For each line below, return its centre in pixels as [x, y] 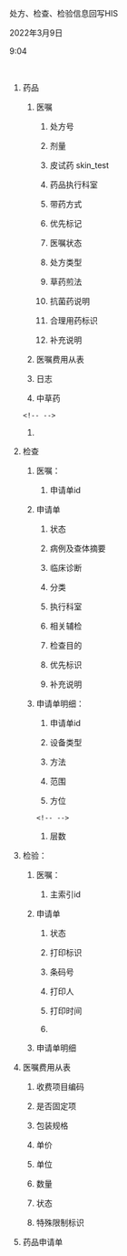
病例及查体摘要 [78, 548]
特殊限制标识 [60, 1223]
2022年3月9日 [36, 33]
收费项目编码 [60, 1087]
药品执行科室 [73, 185]
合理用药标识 [73, 321]
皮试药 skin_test [79, 165]
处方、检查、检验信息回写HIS [64, 13]
